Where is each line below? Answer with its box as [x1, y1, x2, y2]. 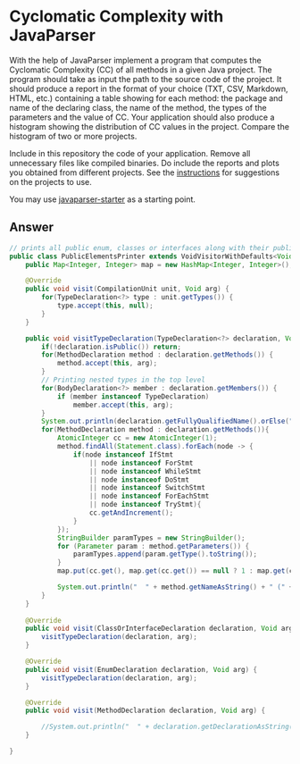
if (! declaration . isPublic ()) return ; [41, 342, 181, 351]
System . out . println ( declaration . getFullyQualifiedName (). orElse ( [41, 417, 290, 426]
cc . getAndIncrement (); [88, 508, 174, 517]
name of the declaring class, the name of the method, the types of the [9, 102, 267, 113]
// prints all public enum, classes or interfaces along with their [9, 243, 270, 252]
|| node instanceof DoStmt [88, 475, 190, 484]
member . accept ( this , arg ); [72, 400, 174, 409]
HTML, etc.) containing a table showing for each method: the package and [9, 92, 283, 104]
